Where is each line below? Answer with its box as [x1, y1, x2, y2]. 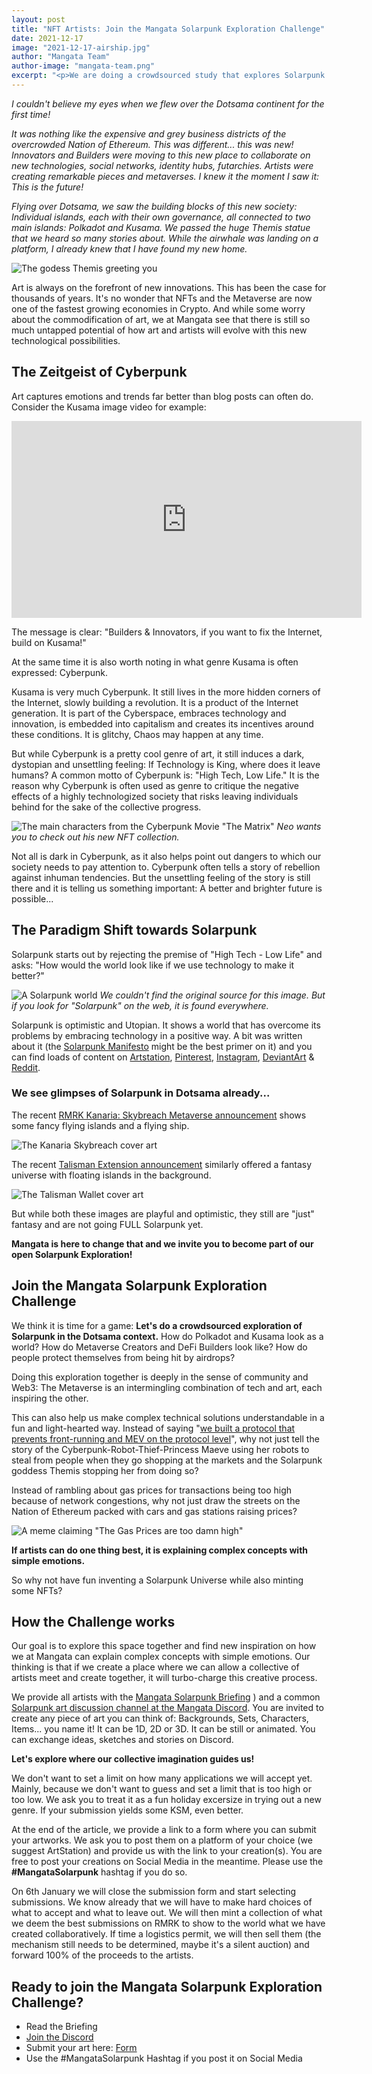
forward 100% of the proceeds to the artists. [11, 1949, 194, 1961]
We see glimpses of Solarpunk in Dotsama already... [11, 1086, 271, 1100]
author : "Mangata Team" [11, 52, 111, 62]
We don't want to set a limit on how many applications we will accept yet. [11, 1772, 313, 1785]
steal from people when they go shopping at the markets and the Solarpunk [11, 1454, 323, 1466]
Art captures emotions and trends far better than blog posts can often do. [11, 390, 314, 402]
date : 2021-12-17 [11, 33, 84, 43]
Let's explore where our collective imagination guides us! [11, 1753, 255, 1765]
